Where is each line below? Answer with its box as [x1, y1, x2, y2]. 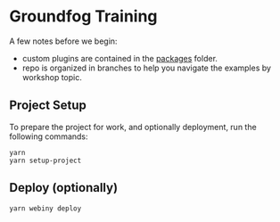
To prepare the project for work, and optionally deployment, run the [9, 121, 257, 132]
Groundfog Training [9, 6, 158, 27]
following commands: [9, 131, 88, 142]
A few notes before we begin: [9, 36, 118, 46]
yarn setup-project [9, 156, 82, 165]
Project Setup [9, 98, 87, 113]
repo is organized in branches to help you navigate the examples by [21, 62, 272, 73]
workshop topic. [21, 71, 82, 82]
